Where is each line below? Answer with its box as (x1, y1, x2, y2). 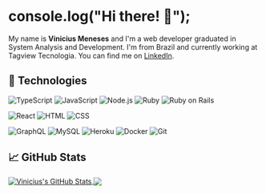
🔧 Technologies (8, 74, 87, 87)
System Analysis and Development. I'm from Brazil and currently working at (8, 42, 258, 51)
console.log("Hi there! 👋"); (8, 7, 191, 26)
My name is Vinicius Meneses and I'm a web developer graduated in (8, 34, 236, 43)
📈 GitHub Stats (8, 151, 87, 164)
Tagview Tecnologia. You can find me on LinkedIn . (8, 51, 175, 60)
